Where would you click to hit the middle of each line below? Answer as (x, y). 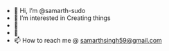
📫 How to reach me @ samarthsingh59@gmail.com (88, 40)
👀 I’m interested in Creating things (62, 18)
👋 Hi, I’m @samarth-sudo (50, 11)
